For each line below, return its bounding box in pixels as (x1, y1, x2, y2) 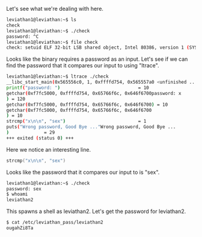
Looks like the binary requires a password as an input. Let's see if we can (6, 55, 188, 63)
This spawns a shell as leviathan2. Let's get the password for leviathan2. (6, 208, 186, 215)
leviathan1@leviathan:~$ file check (6, 39, 98, 45)
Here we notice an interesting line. (6, 146, 91, 153)
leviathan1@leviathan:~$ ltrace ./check (6, 73, 109, 80)
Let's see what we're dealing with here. (6, 5, 104, 12)
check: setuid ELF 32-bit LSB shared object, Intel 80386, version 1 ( (6, 45, 189, 51)
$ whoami (6, 191, 28, 197)
